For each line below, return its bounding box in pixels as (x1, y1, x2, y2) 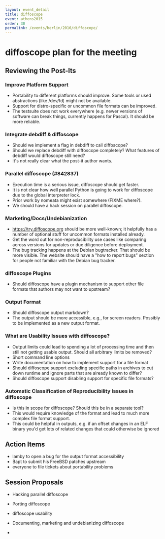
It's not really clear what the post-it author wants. (12, 158, 112, 164)
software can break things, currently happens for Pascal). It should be (12, 114, 155, 119)
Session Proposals (5, 478, 64, 487)
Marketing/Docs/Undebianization (5, 215, 87, 222)
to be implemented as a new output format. (12, 320, 100, 326)
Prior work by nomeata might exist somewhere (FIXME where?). (12, 197, 142, 203)
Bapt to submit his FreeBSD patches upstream (12, 459, 106, 464)
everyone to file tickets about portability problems (12, 463, 114, 469)
